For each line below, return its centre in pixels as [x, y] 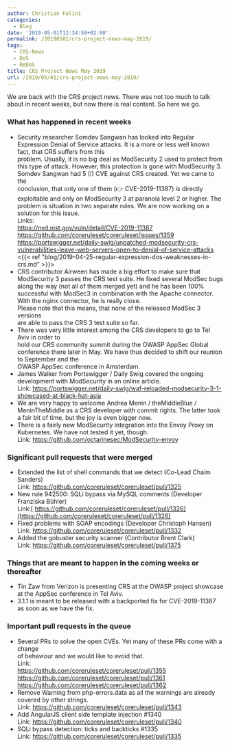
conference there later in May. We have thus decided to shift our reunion [119, 352]
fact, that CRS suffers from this [61, 151]
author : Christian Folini [44, 13]
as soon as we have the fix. [56, 608]
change [28, 648]
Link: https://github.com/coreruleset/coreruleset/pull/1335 [99, 736]
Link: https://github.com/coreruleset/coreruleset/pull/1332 [99, 531]
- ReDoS [24, 65]
